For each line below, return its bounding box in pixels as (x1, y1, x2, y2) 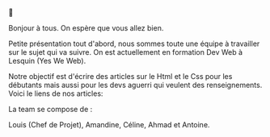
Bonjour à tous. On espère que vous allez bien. (8, 23, 164, 32)
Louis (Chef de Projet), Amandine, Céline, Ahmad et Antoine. (8, 120, 210, 129)
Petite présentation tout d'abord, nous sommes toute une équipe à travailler (8, 39, 260, 48)
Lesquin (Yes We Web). (8, 56, 86, 65)
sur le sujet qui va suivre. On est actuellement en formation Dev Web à (8, 48, 243, 56)
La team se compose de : (8, 105, 93, 114)
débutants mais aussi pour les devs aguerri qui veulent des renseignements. (8, 81, 263, 89)
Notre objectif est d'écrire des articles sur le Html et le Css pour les (8, 72, 233, 81)
